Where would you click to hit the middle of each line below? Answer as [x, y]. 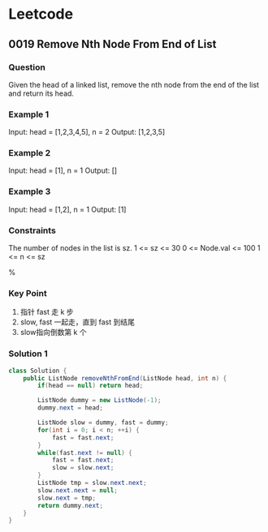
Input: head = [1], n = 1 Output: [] [63, 170]
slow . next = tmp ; [67, 498]
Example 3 [30, 191]
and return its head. [41, 93]
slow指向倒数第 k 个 [53, 332]
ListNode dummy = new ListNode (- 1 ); [99, 401]
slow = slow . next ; [83, 468]
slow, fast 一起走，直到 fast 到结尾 [78, 322]
